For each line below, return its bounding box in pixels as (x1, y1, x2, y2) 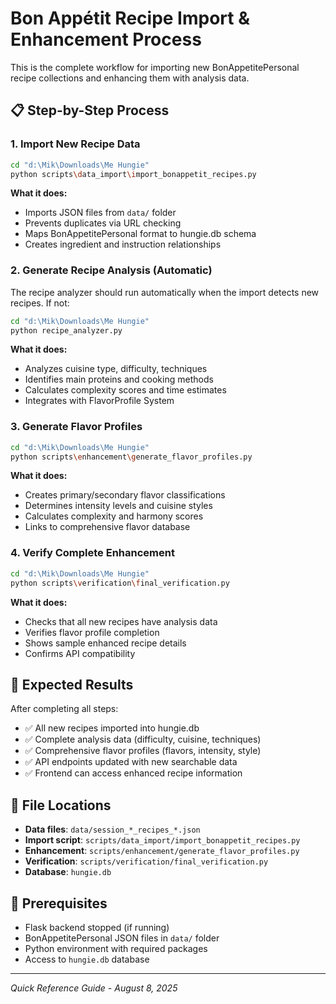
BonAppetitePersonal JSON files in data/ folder (24, 932, 220, 944)
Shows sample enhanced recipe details (24, 637, 187, 649)
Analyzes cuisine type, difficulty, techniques (24, 363, 208, 375)
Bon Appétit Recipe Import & (10, 7, 251, 30)
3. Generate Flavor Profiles (10, 420, 143, 434)
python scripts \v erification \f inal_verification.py (10, 578, 230, 588)
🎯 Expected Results (10, 676, 134, 693)
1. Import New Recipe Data (10, 137, 141, 151)
